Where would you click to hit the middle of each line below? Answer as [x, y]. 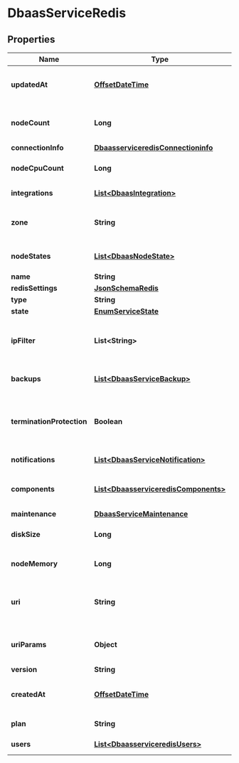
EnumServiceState [126, 311]
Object [105, 645]
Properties [31, 39]
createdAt [28, 694]
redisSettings [34, 288]
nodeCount [30, 123]
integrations [32, 193]
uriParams [29, 645]
